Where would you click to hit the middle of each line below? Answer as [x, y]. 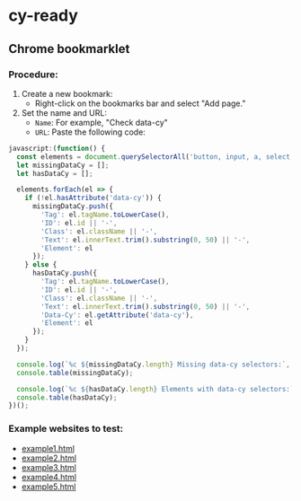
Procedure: [34, 75]
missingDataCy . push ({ [73, 207]
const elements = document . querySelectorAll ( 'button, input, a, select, [155, 157]
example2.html [49, 458]
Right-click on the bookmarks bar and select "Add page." [140, 103]
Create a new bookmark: [67, 93]
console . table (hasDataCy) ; [67, 397]
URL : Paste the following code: [90, 132]
